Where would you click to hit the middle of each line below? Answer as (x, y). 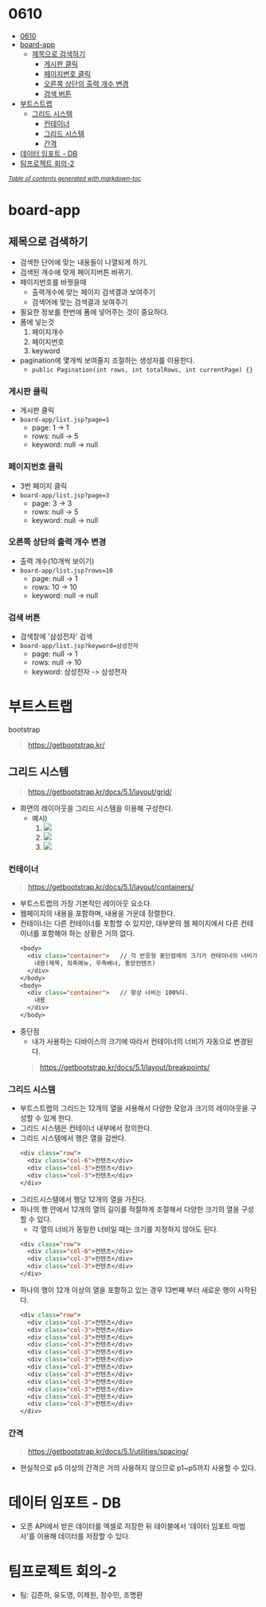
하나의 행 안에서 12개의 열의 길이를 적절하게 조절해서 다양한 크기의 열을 (129, 1209)
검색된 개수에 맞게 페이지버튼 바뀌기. (76, 272)
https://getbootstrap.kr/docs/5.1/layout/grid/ (100, 792)
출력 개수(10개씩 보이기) (57, 561)
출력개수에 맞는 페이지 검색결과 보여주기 (94, 292)
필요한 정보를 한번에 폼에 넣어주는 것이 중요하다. (94, 312)
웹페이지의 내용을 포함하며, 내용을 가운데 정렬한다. (97, 914)
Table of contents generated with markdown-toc (75, 179)
